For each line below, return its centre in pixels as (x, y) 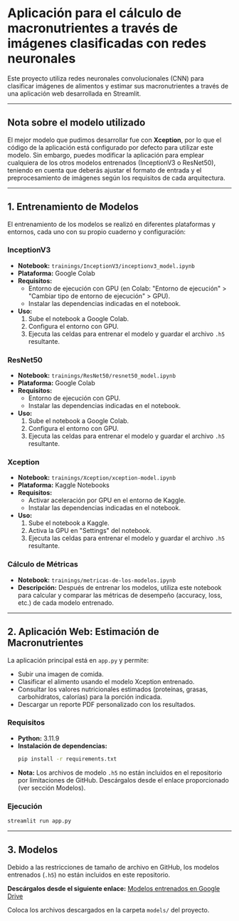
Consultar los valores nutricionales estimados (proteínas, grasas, (113, 689)
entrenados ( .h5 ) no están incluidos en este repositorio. (89, 875)
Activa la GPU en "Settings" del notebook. (90, 531)
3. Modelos (33, 850)
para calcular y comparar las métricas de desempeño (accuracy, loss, (120, 595)
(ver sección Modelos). (52, 788)
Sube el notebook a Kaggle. (69, 523)
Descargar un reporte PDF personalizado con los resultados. (106, 704)
